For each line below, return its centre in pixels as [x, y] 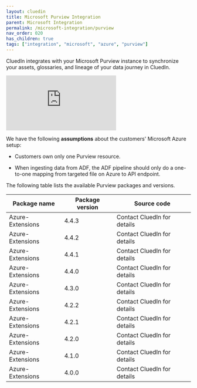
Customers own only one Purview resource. [67, 156]
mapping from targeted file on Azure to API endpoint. [96, 174]
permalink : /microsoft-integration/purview [60, 28]
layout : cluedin [26, 11]
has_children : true [30, 39]
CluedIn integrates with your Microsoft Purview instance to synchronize [92, 61]
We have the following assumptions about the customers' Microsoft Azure [96, 139]
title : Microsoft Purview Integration [53, 17]
